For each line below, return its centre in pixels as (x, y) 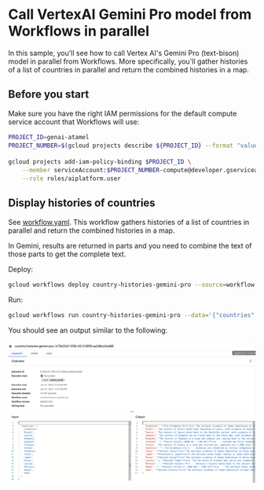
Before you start (49, 95)
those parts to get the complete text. (67, 254)
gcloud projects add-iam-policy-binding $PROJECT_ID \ (100, 162)
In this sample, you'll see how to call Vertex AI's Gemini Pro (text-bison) (124, 53)
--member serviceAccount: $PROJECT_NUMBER (91, 171)
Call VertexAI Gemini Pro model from (130, 15)
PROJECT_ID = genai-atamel (49, 137)
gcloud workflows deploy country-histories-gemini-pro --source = (117, 285)
